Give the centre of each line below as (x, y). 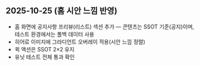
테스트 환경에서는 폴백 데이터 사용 (54, 34)
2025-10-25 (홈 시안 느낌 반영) (62, 11)
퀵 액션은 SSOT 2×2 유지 (44, 49)
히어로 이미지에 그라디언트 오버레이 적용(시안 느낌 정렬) (80, 42)
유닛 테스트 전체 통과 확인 (45, 57)
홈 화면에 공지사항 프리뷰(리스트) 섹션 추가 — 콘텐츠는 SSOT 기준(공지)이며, (104, 27)
